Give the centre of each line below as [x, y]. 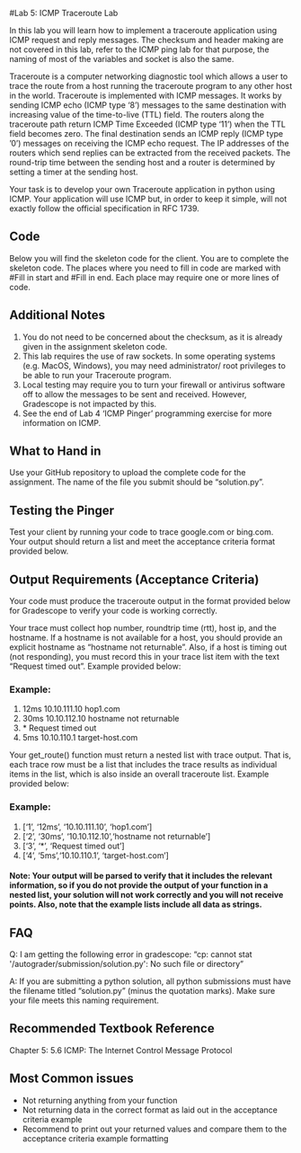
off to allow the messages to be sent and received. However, [134, 394]
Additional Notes [58, 315]
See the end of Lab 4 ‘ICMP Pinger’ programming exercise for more [147, 413]
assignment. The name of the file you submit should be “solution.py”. [137, 482]
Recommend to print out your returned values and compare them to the [155, 1129]
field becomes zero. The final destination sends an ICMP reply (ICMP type [146, 133]
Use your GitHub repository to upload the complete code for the [128, 473]
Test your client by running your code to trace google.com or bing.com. [142, 532]
